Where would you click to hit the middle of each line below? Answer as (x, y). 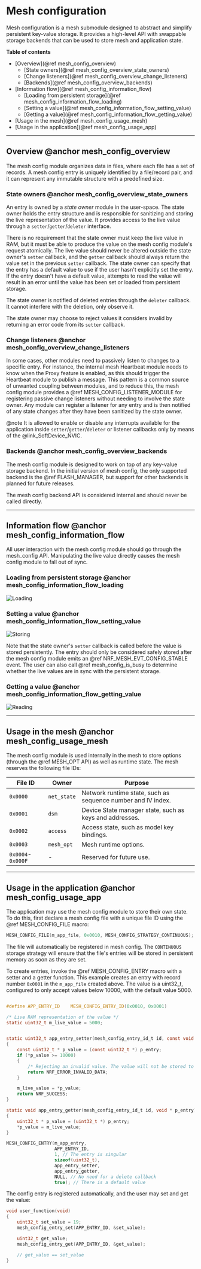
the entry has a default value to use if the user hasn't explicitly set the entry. (100, 270)
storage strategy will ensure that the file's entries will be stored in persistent (100, 953)
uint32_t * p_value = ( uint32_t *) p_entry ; (73, 1121)
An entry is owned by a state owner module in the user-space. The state (95, 207)
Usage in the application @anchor (71, 888)
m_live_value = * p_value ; (49, 1088)
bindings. (95, 835)
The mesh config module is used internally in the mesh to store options (94, 756)
